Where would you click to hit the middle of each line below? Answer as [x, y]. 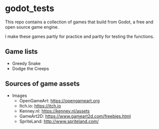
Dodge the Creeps [31, 68]
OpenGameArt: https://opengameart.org [60, 100]
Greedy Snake [26, 63]
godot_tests [30, 8]
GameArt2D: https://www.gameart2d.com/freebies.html [75, 116]
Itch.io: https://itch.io [40, 106]
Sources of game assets [43, 84]
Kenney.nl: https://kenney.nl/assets [54, 111]
